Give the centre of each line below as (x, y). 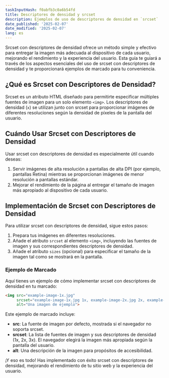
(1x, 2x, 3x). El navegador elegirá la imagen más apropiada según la (82, 340)
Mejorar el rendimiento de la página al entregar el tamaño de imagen (83, 185)
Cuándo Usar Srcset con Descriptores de (70, 134)
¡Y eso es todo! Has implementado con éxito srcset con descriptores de (79, 360)
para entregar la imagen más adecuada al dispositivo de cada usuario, (78, 53)
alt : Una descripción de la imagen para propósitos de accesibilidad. (82, 351)
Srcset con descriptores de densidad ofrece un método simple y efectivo (81, 47)
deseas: (13, 159)
